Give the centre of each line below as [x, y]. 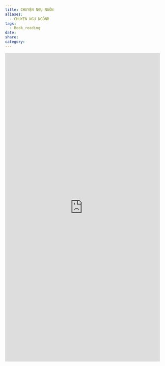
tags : [11, 23]
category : [15, 42]
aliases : [14, 14]
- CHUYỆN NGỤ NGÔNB [29, 19]
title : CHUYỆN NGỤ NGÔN [29, 10]
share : [12, 37]
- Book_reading [25, 28]
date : [11, 33]
